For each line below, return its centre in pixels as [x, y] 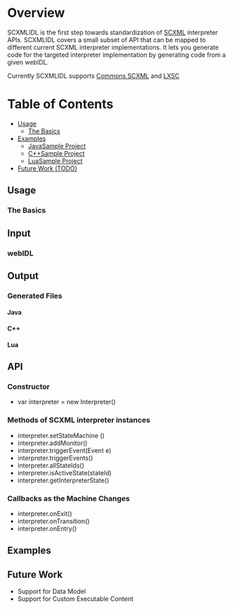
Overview [36, 13]
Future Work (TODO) [47, 168]
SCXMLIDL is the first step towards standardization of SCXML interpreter [113, 32]
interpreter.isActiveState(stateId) [65, 472]
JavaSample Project [57, 146]
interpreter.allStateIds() [51, 465]
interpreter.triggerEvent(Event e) [64, 450]
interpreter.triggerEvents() [55, 458]
